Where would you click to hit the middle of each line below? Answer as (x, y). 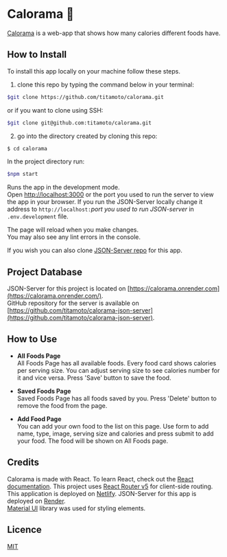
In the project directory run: (46, 161)
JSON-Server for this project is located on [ (69, 288)
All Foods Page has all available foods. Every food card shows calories (117, 363)
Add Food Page (39, 419)
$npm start (23, 174)
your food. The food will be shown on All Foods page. (93, 441)
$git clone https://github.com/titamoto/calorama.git (86, 97)
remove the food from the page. (62, 405)
